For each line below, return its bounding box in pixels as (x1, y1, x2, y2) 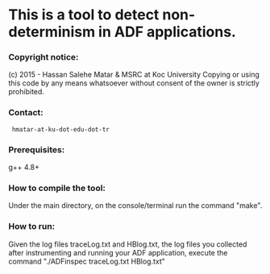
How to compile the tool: (8, 183, 106, 193)
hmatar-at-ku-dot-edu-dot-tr (11, 125, 110, 134)
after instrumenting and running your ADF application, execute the (8, 247, 228, 257)
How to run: (8, 221, 56, 232)
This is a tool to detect (8, 6, 160, 24)
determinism (8, 23, 95, 41)
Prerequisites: (8, 143, 65, 155)
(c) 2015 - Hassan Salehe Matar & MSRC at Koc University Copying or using (8, 70, 260, 80)
